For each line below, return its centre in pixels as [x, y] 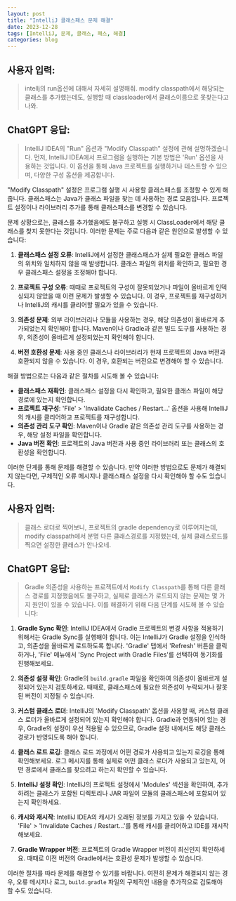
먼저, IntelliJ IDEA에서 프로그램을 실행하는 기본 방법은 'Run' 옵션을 [125, 157]
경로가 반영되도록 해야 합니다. [58, 737]
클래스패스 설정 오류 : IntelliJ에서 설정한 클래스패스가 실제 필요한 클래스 [114, 254]
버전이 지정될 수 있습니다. [60, 696]
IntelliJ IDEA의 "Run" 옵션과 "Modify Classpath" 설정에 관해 [109, 148]
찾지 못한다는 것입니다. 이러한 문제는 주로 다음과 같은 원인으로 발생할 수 [123, 231]
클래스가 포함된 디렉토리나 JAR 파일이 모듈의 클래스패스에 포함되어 [127, 794]
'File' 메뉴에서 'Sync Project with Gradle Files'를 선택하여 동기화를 [131, 655]
